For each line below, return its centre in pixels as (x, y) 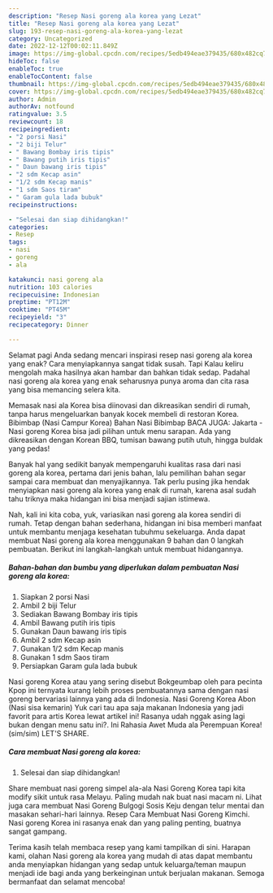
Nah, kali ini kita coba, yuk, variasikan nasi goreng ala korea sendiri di (125, 514)
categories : (28, 227)
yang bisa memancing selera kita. (65, 389)
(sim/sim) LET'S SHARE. (49, 733)
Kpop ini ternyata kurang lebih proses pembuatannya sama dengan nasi (129, 690)
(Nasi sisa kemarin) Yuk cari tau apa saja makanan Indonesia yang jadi (126, 707)
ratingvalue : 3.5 (38, 115)
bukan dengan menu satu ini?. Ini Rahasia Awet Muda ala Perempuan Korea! (135, 725)
